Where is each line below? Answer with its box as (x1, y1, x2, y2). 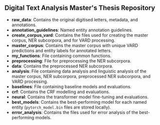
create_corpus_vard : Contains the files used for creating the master (11, 32, 148, 38)
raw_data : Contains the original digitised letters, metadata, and (11, 16, 138, 22)
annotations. (11, 22, 37, 28)
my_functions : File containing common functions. (11, 53, 112, 59)
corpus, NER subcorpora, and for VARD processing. (11, 37, 115, 43)
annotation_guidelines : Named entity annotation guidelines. (11, 27, 133, 33)
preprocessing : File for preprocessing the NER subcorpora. (11, 58, 132, 63)
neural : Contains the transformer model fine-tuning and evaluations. (11, 94, 149, 100)
